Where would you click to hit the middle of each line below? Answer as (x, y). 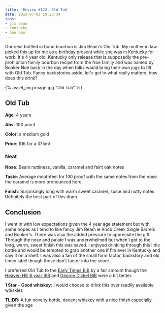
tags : (11, 19)
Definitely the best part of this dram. (42, 197)
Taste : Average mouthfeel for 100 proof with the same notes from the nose (81, 177)
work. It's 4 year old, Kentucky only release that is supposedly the (72, 57)
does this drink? (21, 78)
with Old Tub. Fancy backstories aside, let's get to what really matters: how (81, 73)
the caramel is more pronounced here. (44, 182)
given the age (19, 305)
